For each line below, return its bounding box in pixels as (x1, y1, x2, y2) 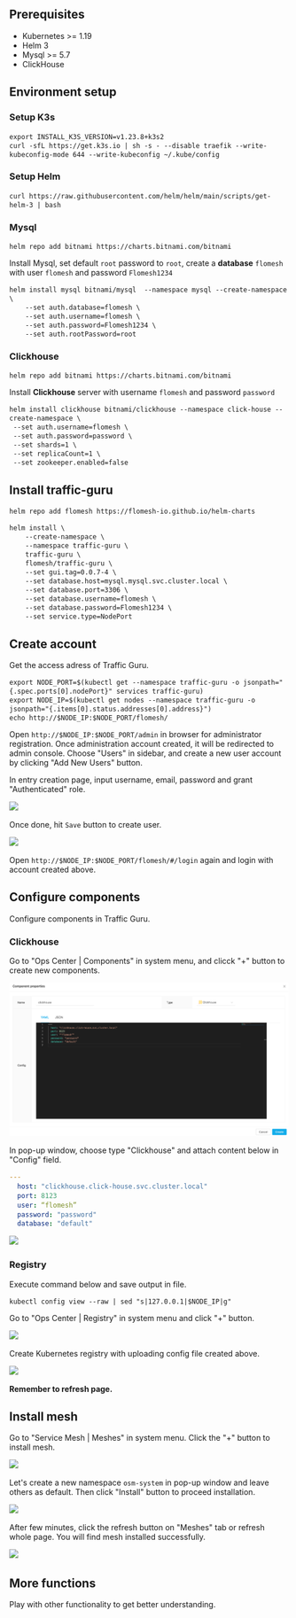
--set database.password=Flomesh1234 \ (25, 603, 173, 612)
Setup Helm (9, 170, 61, 183)
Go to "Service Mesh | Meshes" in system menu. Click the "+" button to (9, 1433, 270, 1443)
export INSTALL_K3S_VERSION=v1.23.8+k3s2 (9, 132, 165, 141)
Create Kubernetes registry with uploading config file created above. (9, 1348, 260, 1358)
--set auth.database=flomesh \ (25, 303, 141, 313)
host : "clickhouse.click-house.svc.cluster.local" (17, 1182, 208, 1191)
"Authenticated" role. (9, 784, 86, 795)
